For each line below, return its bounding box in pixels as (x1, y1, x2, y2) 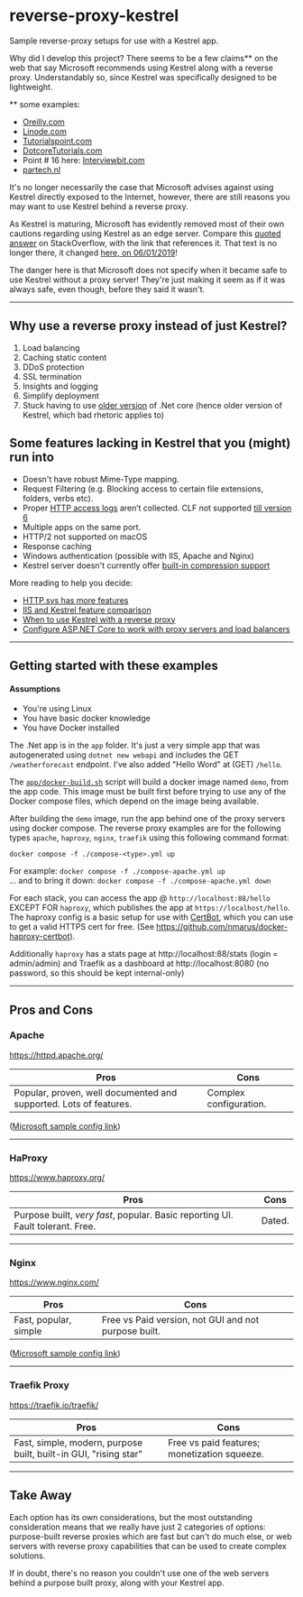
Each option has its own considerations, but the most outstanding (9, 1511, 252, 1522)
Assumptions (9, 683, 61, 694)
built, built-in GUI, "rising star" (14, 1447, 142, 1460)
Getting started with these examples (9, 657, 219, 673)
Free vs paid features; (168, 1436, 260, 1448)
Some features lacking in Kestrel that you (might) (9, 436, 291, 451)
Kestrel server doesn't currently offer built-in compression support (22, 560, 271, 571)
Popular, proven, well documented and (14, 1086, 178, 1098)
